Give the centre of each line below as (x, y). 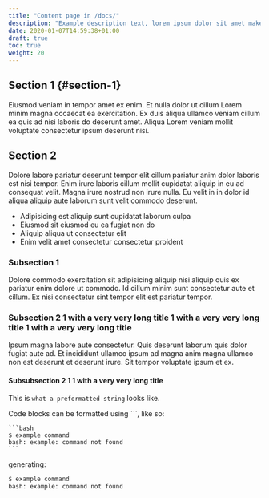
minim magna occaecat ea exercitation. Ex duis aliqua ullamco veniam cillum (134, 113)
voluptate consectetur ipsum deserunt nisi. (79, 130)
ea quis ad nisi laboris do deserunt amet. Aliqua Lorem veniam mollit (121, 122)
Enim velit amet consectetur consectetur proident (101, 241)
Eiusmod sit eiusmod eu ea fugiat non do (87, 225)
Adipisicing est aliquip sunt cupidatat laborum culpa (105, 216)
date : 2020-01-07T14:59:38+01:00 (64, 30)
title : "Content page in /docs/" (64, 16)
